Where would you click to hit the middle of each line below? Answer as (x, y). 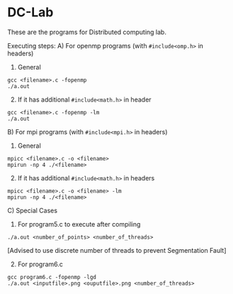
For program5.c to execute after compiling (79, 224)
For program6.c (40, 264)
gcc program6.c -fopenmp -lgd (52, 277)
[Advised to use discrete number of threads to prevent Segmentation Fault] (117, 250)
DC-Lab (30, 12)
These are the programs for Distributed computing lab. (87, 32)
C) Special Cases (33, 210)
